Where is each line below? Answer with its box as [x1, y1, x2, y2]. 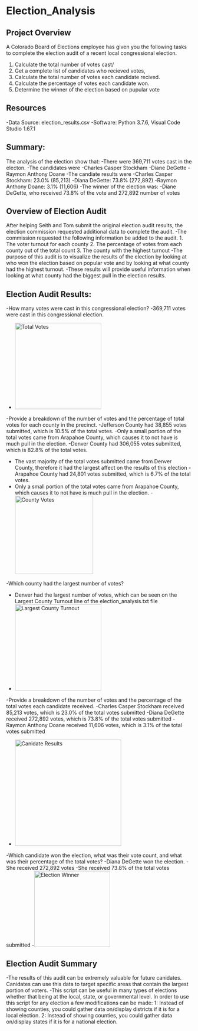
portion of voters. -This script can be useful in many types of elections [6, 987, 177, 994]
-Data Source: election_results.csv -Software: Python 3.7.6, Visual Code [6, 119, 181, 126]
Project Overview [6, 28, 71, 38]
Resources [6, 103, 47, 113]
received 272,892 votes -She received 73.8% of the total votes [16, 865, 170, 872]
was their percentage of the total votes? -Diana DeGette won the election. [6, 858, 185, 865]
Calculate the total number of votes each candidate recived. [14, 74, 160, 80]
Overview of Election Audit [6, 207, 107, 217]
